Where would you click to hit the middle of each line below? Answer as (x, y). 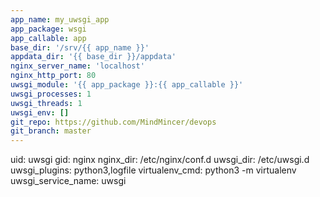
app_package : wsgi (48, 29)
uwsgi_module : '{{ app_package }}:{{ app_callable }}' (127, 85)
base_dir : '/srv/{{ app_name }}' (80, 47)
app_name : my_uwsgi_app (60, 19)
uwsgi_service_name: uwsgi (68, 181)
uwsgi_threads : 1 (46, 103)
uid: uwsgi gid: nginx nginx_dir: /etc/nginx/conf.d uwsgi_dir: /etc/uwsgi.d (160, 160)
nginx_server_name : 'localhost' (77, 66)
